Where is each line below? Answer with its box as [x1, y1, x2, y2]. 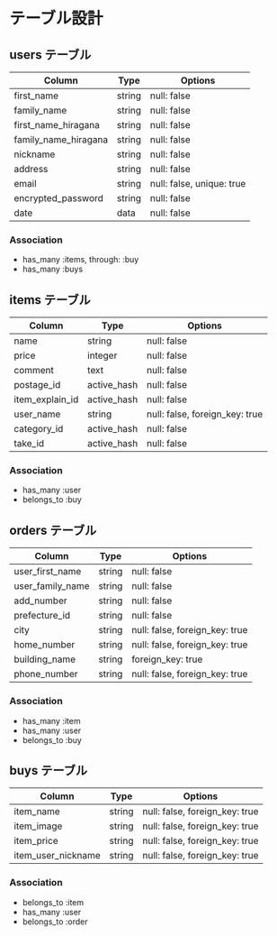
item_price [13, 835, 58, 848]
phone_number [13, 668, 78, 681]
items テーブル [9, 292, 92, 307]
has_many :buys [22, 263, 84, 275]
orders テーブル [9, 522, 97, 537]
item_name [13, 805, 60, 818]
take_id [13, 437, 45, 450]
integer [86, 349, 118, 362]
